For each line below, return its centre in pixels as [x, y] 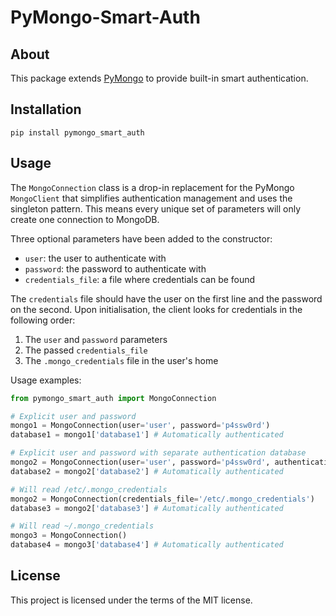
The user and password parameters [96, 339]
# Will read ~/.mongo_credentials [82, 526]
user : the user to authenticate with [95, 258]
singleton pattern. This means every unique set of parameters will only [156, 208]
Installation [46, 109]
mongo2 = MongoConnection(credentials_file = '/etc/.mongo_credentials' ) [162, 499]
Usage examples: [46, 380]
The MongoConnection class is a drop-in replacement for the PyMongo [152, 187]
